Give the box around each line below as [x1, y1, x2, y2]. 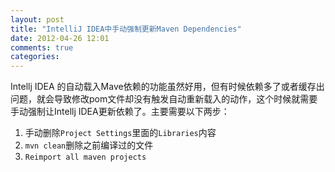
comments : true [10, 42, 74, 53]
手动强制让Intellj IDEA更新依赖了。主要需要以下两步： [10, 106, 230, 118]
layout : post [10, 14, 65, 25]
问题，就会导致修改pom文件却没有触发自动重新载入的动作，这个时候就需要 [10, 93, 318, 105]
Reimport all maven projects [24, 152, 147, 163]
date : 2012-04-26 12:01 [10, 33, 110, 43]
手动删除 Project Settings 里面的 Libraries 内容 [24, 127, 217, 139]
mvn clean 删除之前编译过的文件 [24, 139, 154, 151]
